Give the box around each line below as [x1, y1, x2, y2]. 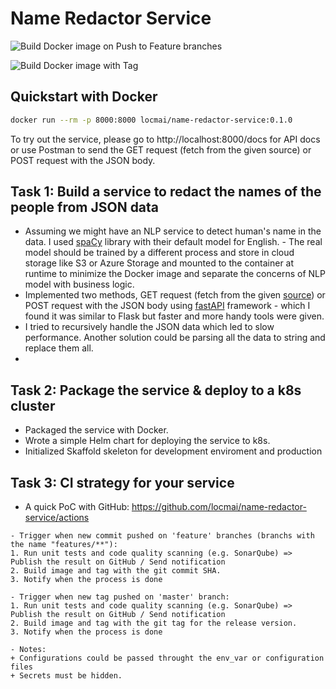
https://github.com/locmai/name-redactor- [131, 501, 307, 513]
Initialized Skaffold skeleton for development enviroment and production [24, 445, 323, 457]
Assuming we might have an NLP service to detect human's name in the [24, 225, 322, 237]
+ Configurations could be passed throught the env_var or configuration [10, 653, 325, 664]
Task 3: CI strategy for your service [10, 474, 235, 491]
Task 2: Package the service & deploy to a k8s [10, 382, 302, 399]
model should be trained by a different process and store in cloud [24, 247, 295, 259]
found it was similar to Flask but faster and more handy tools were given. [24, 310, 325, 322]
